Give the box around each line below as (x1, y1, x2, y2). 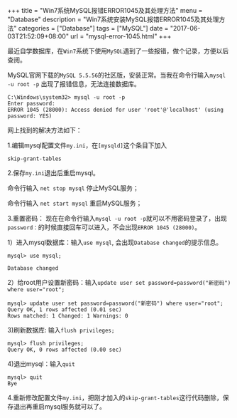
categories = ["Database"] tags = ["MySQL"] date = (18, 24, 169, 32)
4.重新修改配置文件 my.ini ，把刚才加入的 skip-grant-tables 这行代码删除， (7, 394, 224, 402)
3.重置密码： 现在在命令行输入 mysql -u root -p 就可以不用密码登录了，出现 (7, 214, 227, 222)
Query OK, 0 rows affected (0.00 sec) (7, 346, 122, 353)
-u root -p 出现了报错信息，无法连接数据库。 (7, 80, 140, 88)
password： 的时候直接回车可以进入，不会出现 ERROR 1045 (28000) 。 (7, 223, 202, 231)
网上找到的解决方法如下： (7, 126, 82, 134)
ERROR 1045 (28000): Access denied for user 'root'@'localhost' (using (7, 106, 224, 113)
